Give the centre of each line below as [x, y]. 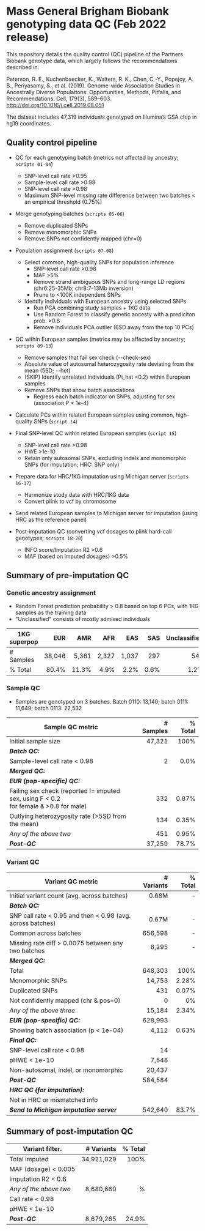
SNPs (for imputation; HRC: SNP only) [72, 464]
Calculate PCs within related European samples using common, [95, 415]
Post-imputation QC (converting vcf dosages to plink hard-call [93, 531]
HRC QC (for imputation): [47, 1090]
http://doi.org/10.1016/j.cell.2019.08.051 [55, 105]
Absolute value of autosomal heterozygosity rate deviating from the [109, 364]
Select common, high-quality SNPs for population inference [99, 262]
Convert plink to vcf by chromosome [70, 501]
